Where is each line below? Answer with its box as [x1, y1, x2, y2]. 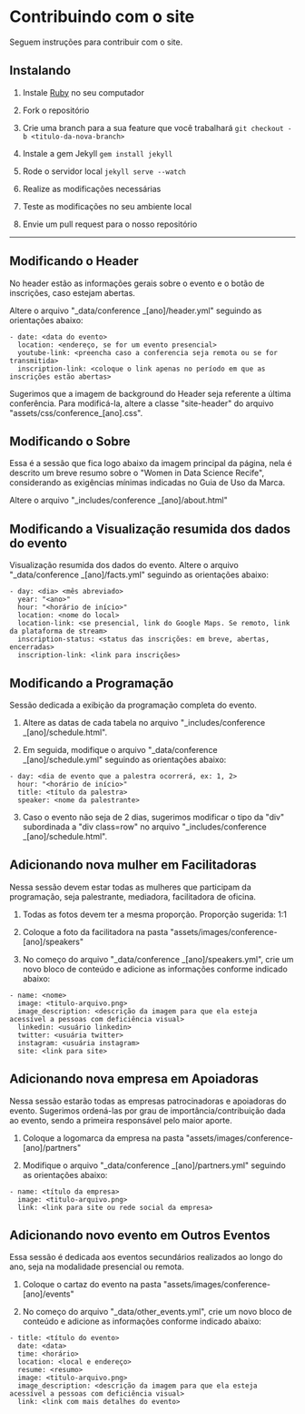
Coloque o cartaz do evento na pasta [22, 1279, 162, 1290]
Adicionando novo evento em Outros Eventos [9, 1227, 271, 1244]
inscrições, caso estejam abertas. [9, 287, 136, 298]
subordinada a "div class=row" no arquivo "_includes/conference [22, 821, 267, 832]
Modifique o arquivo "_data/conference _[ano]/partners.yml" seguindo [22, 1159, 286, 1171]
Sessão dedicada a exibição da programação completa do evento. [9, 699, 257, 710]
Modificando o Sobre [9, 433, 131, 449]
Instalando [9, 63, 71, 78]
